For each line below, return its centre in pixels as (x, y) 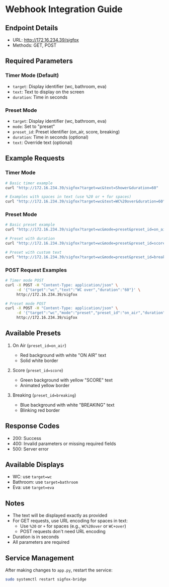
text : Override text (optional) (43, 142)
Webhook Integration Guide (64, 9)
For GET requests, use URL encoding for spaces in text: (70, 521)
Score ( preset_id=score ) (38, 370)
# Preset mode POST (26, 304)
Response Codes (32, 426)
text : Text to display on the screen (48, 92)
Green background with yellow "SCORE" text (66, 380)
